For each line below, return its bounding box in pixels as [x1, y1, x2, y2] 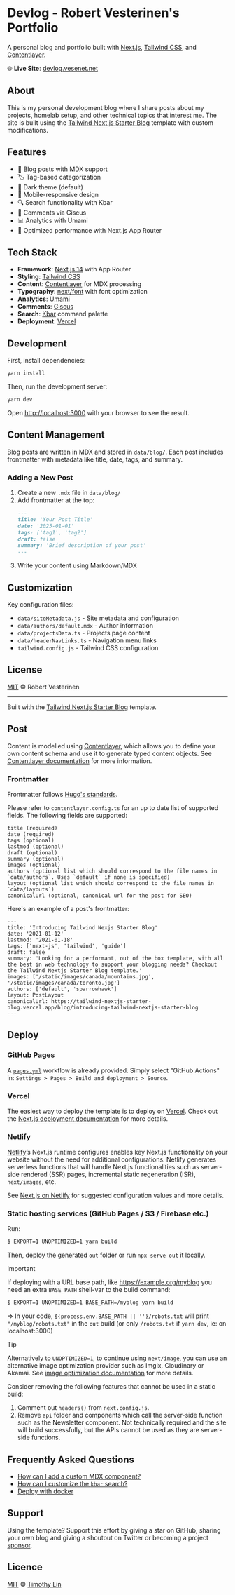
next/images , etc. [7, 1178, 57, 1186]
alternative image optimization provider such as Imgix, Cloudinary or [7, 1361, 204, 1370]
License [7, 664, 43, 676]
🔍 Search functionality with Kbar [17, 198, 113, 206]
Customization [7, 581, 73, 593]
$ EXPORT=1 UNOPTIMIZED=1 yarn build [7, 1238, 117, 1246]
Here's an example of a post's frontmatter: [7, 904, 129, 913]
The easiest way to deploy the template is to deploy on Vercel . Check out [7, 1107, 218, 1115]
